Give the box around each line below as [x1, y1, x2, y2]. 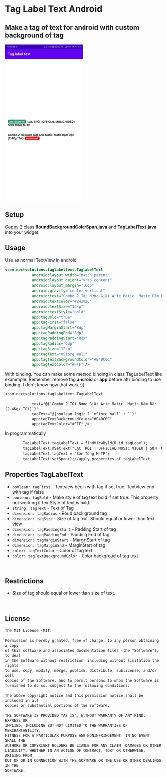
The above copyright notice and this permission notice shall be [5, 693, 143, 698]
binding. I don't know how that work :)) [5, 382, 84, 388]
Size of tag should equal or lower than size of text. [12, 590, 116, 596]
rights [5, 663, 19, 668]
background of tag [5, 31, 64, 39]
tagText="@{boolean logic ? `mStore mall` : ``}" [31, 412, 137, 417]
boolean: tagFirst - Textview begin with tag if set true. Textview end [12, 483, 155, 490]
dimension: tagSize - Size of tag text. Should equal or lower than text [12, 515, 155, 521]
